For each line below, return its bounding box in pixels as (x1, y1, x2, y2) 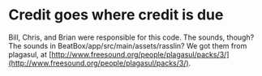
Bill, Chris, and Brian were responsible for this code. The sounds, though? (8, 32, 255, 42)
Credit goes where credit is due (8, 6, 224, 24)
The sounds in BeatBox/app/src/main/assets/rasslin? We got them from (8, 40, 247, 50)
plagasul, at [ (8, 49, 52, 59)
